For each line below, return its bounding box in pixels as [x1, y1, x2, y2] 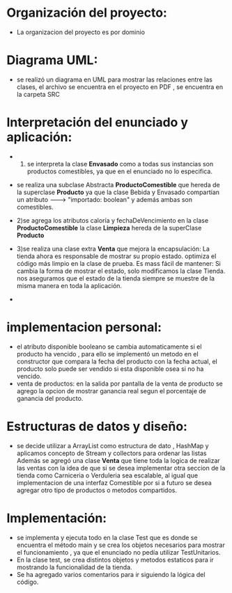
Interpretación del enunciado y [6, 115, 189, 130]
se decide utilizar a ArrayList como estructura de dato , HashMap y [16, 441, 210, 450]
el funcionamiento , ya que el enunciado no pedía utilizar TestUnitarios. [16, 548, 221, 556]
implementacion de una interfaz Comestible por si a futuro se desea [16, 478, 212, 487]
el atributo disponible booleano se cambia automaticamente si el [16, 342, 202, 351]
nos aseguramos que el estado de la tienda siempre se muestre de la [16, 274, 215, 283]
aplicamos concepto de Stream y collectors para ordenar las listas [16, 449, 207, 457]
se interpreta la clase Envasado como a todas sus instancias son [26, 159, 214, 168]
